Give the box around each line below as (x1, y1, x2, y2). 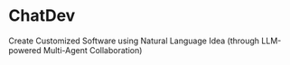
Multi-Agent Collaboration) (42, 44, 143, 55)
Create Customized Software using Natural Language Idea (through (8, 35, 259, 46)
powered (8, 44, 42, 55)
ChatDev (8, 5, 76, 26)
